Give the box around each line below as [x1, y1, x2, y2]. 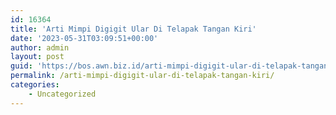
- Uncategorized [28, 89, 97, 99]
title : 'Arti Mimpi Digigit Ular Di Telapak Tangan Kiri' [10, 24, 257, 34]
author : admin [10, 42, 70, 53]
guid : [10, 61, 33, 71]
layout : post [10, 52, 65, 62]
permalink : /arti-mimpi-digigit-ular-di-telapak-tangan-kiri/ [10, 71, 275, 81]
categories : [10, 80, 60, 90]
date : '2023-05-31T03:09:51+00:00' [10, 33, 159, 43]
